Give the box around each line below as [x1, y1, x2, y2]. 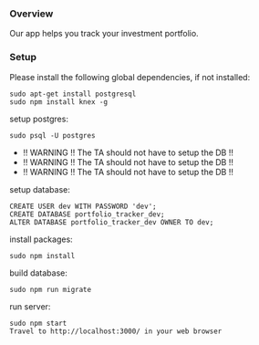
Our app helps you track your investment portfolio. [9, 28, 199, 39]
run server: [9, 300, 51, 312]
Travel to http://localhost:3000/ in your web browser [9, 327, 223, 336]
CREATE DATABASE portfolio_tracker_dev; [9, 209, 166, 219]
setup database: [9, 183, 71, 194]
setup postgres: [9, 113, 68, 124]
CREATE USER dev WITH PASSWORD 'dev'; [9, 202, 157, 211]
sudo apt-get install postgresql [9, 89, 137, 99]
